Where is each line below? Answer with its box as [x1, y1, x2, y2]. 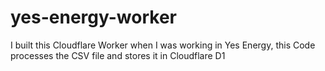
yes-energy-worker [10, 6, 177, 29]
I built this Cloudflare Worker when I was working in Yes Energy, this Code [10, 39, 316, 51]
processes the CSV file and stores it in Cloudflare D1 [10, 49, 226, 61]
